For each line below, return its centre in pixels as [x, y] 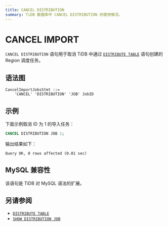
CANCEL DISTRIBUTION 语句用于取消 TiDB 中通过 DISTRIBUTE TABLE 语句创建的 [84, 54]
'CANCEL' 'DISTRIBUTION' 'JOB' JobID [54, 94]
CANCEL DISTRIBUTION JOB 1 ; [35, 134]
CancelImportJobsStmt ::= [32, 90]
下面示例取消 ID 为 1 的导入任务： [40, 124]
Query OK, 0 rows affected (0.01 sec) [46, 153]
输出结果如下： [21, 144]
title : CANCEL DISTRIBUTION [35, 10]
